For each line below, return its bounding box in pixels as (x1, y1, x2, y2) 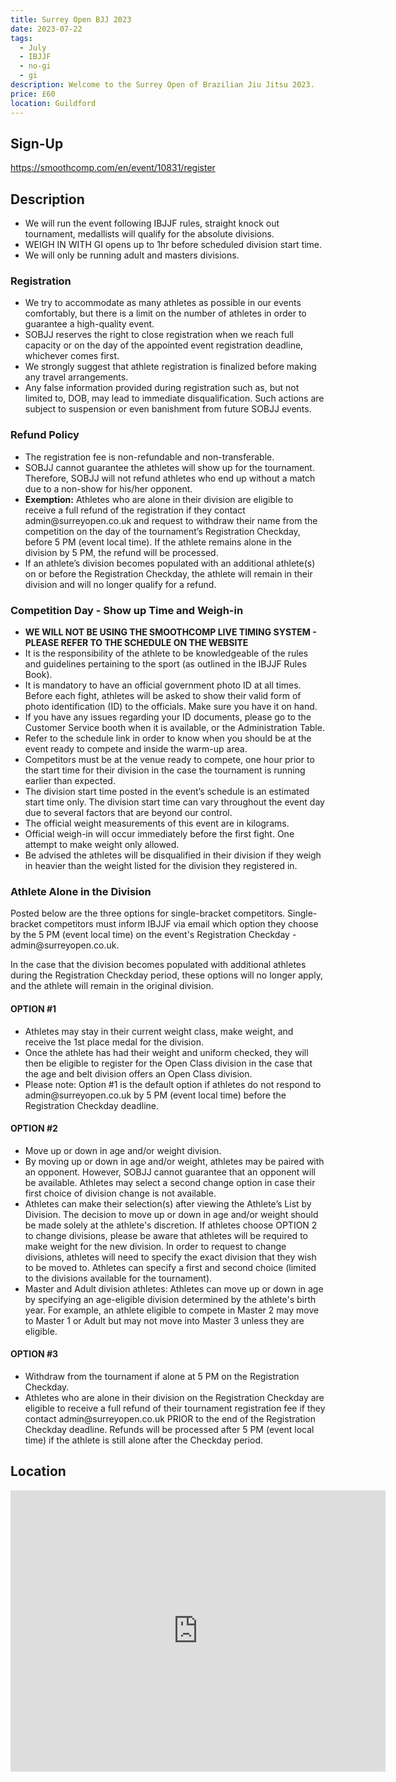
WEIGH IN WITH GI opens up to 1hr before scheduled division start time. (24, 239, 323, 251)
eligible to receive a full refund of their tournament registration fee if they (24, 1402, 326, 1414)
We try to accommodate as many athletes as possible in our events (24, 297, 302, 309)
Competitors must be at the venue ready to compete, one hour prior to (24, 754, 315, 766)
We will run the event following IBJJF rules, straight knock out (24, 217, 280, 230)
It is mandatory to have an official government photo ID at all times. (24, 679, 302, 691)
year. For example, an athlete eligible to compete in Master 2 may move (24, 1304, 320, 1316)
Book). (24, 669, 53, 681)
